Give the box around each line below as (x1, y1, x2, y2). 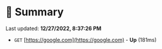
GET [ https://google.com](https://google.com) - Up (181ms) (14, 36, 157, 43)
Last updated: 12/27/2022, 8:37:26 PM (5, 25, 102, 32)
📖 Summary (5, 5, 64, 19)
